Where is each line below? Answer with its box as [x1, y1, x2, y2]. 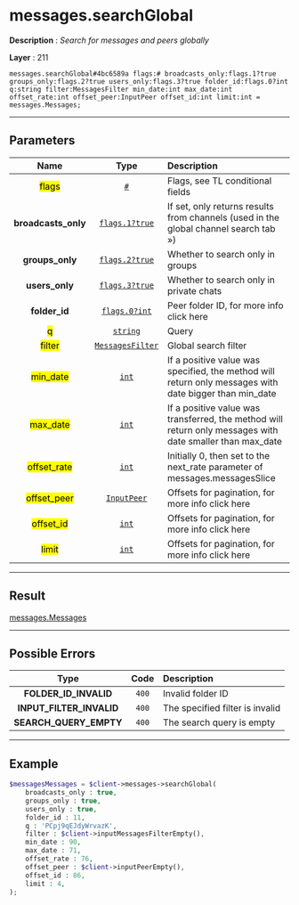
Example [9, 756, 59, 771]
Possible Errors [9, 646, 96, 661]
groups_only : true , [25, 796, 101, 805]
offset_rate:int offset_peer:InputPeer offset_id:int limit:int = [9, 93, 261, 102]
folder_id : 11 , [25, 812, 86, 822]
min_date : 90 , [25, 838, 82, 847]
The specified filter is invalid [163, 702, 281, 714]
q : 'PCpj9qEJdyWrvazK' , [25, 821, 117, 830]
